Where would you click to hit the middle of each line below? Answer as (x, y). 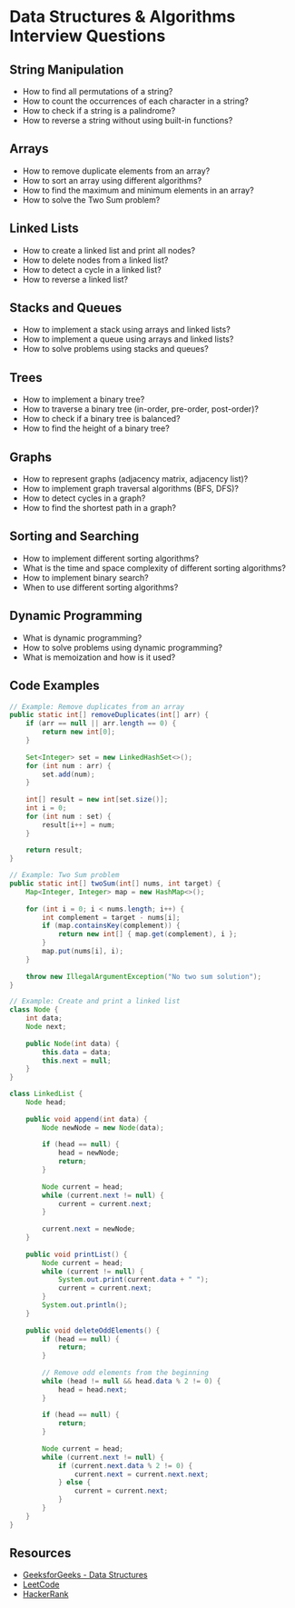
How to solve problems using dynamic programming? (122, 647)
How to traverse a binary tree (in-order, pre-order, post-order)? (140, 409)
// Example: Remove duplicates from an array (97, 706)
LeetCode (41, 1584)
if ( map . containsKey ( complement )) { (111, 926)
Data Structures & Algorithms (123, 17)
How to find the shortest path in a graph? (99, 508)
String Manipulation (67, 70)
